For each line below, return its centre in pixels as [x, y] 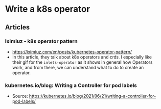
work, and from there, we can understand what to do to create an [78, 67]
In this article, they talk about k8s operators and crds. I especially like [82, 57]
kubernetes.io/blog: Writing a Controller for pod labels [71, 85]
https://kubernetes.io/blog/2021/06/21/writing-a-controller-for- [93, 96]
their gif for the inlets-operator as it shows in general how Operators [82, 62]
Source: [20, 96]
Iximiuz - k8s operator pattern [41, 41]
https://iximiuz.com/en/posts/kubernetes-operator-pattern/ [72, 52]
